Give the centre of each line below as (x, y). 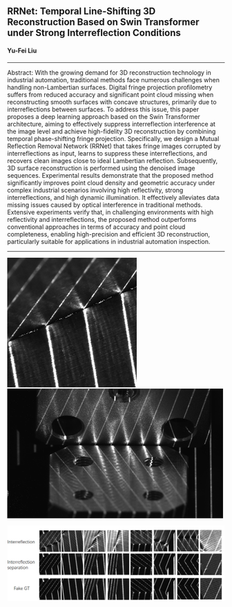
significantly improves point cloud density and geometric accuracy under (111, 183)
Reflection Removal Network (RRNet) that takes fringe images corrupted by (114, 146)
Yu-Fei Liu (22, 50)
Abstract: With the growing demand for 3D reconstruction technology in (109, 73)
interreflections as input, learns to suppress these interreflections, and (107, 153)
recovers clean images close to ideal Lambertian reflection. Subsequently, (113, 160)
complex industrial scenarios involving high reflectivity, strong (95, 190)
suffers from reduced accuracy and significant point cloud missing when (110, 94)
